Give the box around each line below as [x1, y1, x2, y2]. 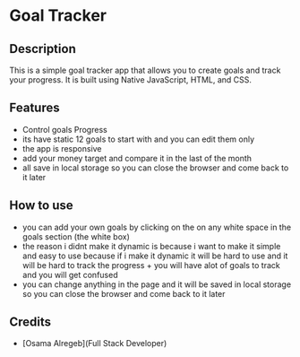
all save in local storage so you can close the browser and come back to [21, 162, 289, 173]
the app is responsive [21, 143, 102, 153]
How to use [9, 198, 73, 213]
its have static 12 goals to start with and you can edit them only [21, 134, 255, 144]
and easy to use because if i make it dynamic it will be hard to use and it [21, 250, 288, 261]
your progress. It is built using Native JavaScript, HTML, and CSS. [9, 74, 253, 85]
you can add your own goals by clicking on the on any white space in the [21, 222, 292, 232]
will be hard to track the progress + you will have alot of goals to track [21, 259, 280, 270]
